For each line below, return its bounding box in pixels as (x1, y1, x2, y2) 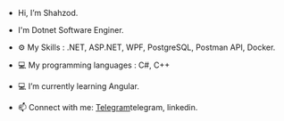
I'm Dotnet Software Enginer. (17, 25, 124, 35)
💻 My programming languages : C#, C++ (17, 60, 171, 70)
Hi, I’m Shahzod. (17, 8, 79, 18)
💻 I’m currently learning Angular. (17, 81, 140, 92)
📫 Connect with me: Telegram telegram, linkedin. (17, 102, 198, 112)
